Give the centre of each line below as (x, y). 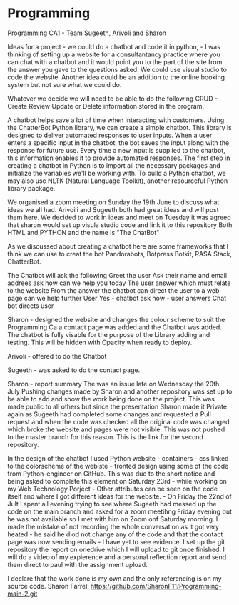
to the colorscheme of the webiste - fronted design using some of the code (118, 466)
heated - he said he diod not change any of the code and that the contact (115, 534)
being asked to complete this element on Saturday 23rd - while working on (117, 481)
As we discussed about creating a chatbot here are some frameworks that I (118, 246)
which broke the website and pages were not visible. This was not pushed (116, 429)
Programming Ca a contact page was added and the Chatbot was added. (115, 327)
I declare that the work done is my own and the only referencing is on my (115, 578)
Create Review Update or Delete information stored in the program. (106, 106)
